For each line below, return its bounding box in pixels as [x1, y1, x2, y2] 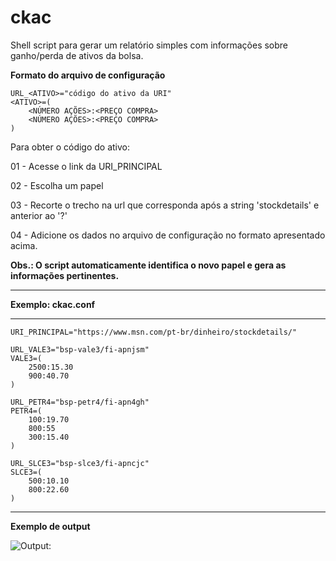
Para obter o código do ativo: [10, 141, 131, 153]
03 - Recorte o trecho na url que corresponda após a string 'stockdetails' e [10, 199, 320, 211]
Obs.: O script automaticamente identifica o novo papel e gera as [10, 259, 287, 271]
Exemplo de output [10, 520, 91, 532]
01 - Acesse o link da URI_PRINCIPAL [10, 160, 163, 172]
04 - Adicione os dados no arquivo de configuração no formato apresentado [10, 229, 326, 241]
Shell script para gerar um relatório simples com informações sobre [10, 39, 289, 51]
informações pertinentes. [10, 269, 120, 281]
